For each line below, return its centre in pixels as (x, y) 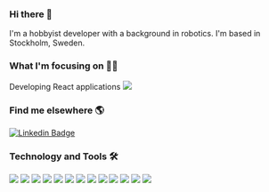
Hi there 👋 (31, 14)
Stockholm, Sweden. (47, 43)
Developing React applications (65, 86)
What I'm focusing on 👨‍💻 (64, 66)
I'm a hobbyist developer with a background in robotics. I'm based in (135, 34)
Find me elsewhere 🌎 (57, 110)
